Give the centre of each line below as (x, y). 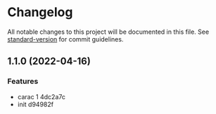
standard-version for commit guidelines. (65, 39)
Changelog (40, 12)
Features (23, 82)
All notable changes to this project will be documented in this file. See (108, 32)
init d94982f (36, 104)
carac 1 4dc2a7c (41, 96)
